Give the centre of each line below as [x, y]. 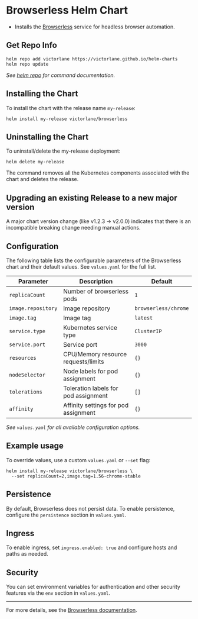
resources [23, 358]
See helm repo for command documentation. [61, 75]
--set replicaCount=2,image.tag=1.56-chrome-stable [76, 476]
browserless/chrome [162, 308]
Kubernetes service [90, 328]
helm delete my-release [35, 162]
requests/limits [83, 362]
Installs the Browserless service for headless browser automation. [95, 27]
